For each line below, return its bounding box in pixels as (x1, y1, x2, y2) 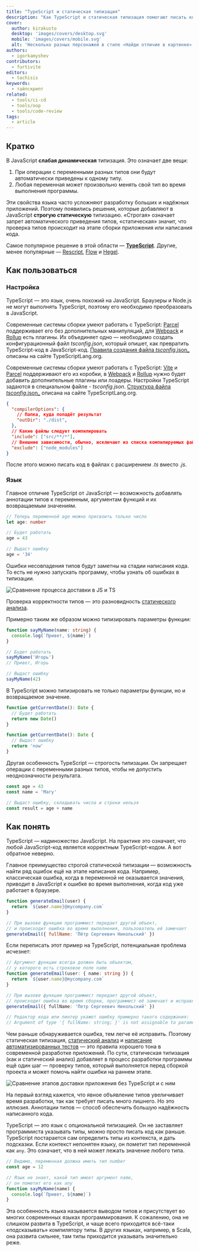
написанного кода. (6, 1110, 54, 1117)
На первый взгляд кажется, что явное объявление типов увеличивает (6, 1091, 184, 1099)
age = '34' (6, 552, 33, 558)
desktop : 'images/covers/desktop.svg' (11, 31, 108, 37)
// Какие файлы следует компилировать (11, 428, 108, 434)
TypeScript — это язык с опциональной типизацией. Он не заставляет (6, 1122, 184, 1129)
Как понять (6, 821, 50, 831)
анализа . (6, 604, 28, 611)
